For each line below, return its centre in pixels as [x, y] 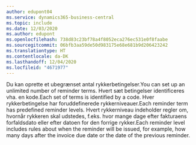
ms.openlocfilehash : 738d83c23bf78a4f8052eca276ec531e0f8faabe [87, 40]
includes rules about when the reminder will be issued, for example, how [96, 129]
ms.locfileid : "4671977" [37, 67]
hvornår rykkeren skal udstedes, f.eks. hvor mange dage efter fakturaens [97, 116]
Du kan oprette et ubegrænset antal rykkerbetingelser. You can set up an [96, 84]
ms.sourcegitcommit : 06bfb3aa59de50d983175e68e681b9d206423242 [87, 46]
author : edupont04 [29, 12]
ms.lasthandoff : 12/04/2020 [41, 62]
